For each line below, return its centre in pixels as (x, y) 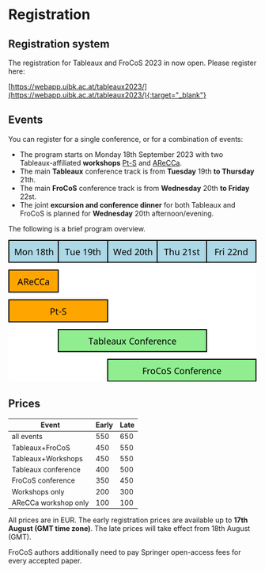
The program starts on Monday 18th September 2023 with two (121, 154)
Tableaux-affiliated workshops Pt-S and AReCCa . (101, 162)
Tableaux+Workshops (47, 458)
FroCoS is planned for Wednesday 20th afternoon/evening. (117, 213)
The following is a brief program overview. (77, 228)
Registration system (59, 44)
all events (27, 437)
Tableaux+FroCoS (41, 447)
